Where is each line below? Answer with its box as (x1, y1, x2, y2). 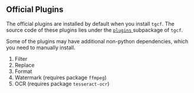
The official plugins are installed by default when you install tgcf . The (6, 20, 175, 27)
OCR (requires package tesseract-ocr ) (14, 80, 110, 87)
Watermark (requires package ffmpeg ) (14, 74, 107, 81)
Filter (14, 55, 28, 62)
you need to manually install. (6, 44, 75, 51)
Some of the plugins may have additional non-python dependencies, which (6, 37, 189, 44)
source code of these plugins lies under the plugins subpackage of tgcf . (6, 26, 183, 33)
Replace (14, 61, 35, 68)
